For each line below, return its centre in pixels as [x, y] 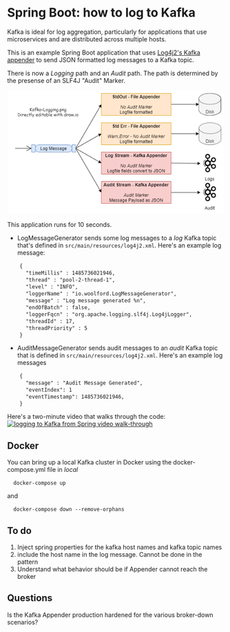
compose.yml [27, 470]
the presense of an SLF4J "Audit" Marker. [66, 80]
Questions [30, 598]
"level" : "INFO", [52, 287]
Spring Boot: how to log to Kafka [102, 13]
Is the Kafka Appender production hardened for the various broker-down [110, 615]
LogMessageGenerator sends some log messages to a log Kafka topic [117, 238]
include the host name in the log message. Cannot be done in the [109, 555]
